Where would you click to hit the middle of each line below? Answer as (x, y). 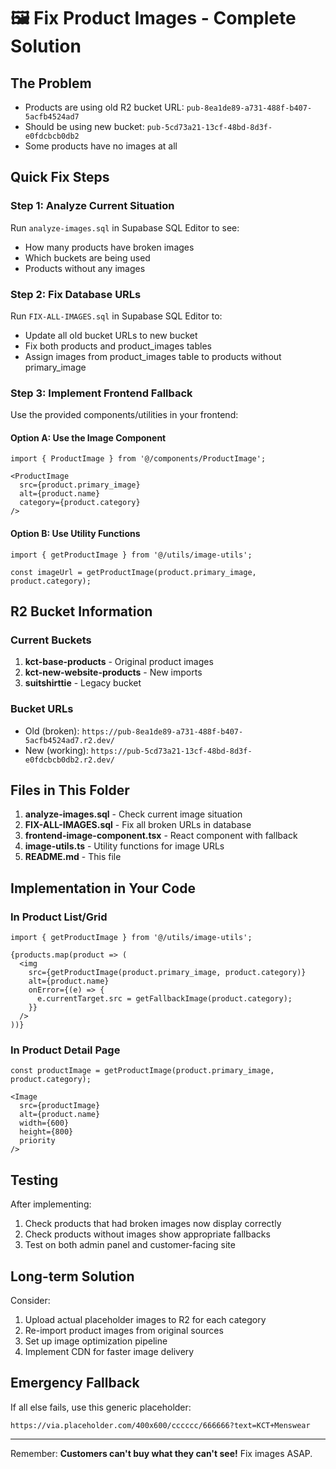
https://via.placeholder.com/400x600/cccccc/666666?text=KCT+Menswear (160, 1425)
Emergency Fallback (75, 1383)
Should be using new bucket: (84, 126)
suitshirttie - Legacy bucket (83, 683)
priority (37, 1141)
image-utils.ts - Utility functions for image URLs (124, 846)
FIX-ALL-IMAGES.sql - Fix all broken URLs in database (138, 825)
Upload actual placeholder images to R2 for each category (145, 1320)
